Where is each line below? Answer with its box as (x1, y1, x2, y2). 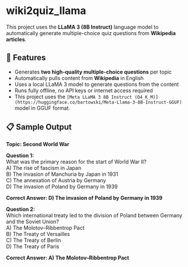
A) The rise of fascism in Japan (6, 164, 82, 171)
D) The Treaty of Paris (6, 242, 60, 249)
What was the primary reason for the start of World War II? (6, 158, 147, 165)
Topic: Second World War (6, 140, 69, 147)
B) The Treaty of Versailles (6, 230, 70, 237)
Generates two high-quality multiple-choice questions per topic (14, 68, 172, 75)
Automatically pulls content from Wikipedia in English (14, 74, 144, 81)
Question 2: (6, 206, 35, 213)
